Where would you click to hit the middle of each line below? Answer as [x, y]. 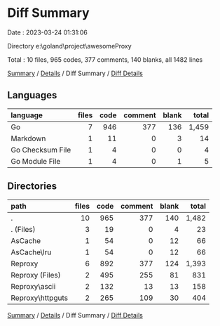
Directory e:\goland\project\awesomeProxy [69, 46]
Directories [32, 187]
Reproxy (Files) [36, 275]
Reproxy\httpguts [40, 298]
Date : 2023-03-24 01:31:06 [47, 32]
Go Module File [36, 161]
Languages [32, 95]
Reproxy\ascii [33, 286]
